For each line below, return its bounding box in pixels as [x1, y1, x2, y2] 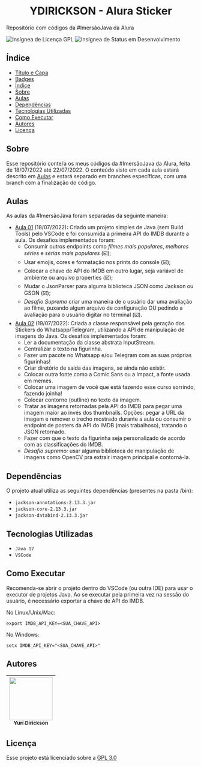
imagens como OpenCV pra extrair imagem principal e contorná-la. [23, 454, 191, 461]
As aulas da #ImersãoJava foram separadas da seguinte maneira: [6, 212, 168, 220]
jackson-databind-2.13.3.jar [14, 513, 88, 519]
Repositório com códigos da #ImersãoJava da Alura [6, 24, 134, 31]
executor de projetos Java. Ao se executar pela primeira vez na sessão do [6, 591, 190, 598]
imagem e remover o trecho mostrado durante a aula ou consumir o [23, 415, 191, 423]
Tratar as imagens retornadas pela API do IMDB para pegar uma [23, 403, 182, 410]
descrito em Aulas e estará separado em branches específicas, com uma [6, 172, 187, 179]
